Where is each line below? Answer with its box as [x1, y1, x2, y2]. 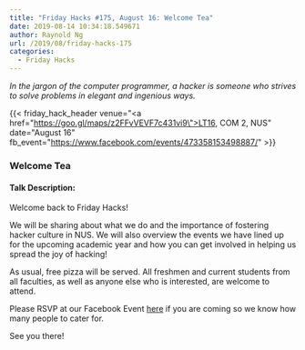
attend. [9, 285, 36, 296]
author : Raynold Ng [9, 30, 84, 39]
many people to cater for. [9, 313, 105, 324]
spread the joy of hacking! [9, 249, 107, 260]
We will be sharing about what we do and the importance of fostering [9, 220, 269, 231]
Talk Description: [9, 182, 76, 193]
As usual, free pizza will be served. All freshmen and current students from [9, 266, 290, 277]
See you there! [9, 331, 65, 342]
